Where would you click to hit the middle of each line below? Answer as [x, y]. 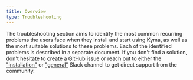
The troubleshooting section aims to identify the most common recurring [94, 33]
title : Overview [26, 11]
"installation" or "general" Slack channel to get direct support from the [91, 64]
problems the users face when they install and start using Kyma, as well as [97, 40]
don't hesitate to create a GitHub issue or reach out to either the [84, 58]
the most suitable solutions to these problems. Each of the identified [89, 46]
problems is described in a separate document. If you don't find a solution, [97, 52]
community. [20, 71]
